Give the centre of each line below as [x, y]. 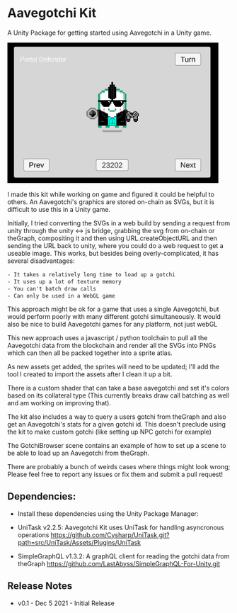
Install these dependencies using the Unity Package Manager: [108, 513]
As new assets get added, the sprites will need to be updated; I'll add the [114, 366]
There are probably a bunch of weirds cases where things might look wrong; [119, 466]
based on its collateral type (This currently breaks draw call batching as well [118, 395]
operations [33, 535]
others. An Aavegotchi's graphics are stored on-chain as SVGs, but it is [111, 202]
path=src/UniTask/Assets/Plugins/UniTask [79, 542]
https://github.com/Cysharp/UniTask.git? [110, 535]
